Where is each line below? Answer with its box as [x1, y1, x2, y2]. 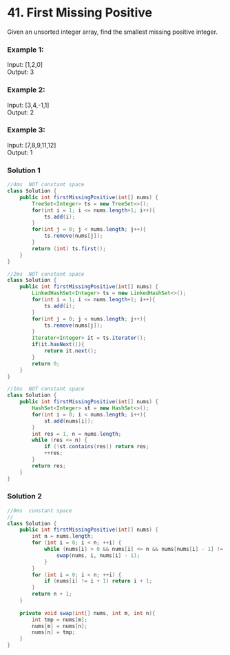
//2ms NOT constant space [7, 270, 85, 277]
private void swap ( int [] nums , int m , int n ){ [19, 609, 156, 616]
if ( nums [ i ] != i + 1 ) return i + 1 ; [43, 578, 153, 585]
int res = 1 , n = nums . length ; [32, 430, 122, 437]
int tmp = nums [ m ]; [32, 616, 88, 623]
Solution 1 [7, 165, 41, 175]
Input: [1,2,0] [7, 61, 43, 69]
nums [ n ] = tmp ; [32, 629, 76, 636]
